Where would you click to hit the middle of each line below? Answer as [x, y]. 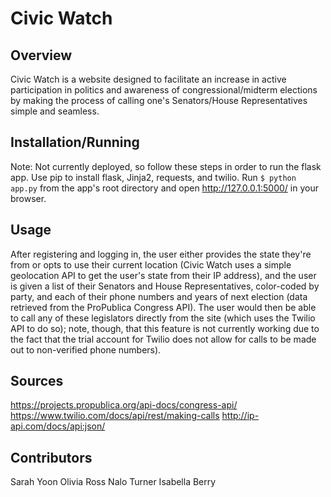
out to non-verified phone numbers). [86, 349]
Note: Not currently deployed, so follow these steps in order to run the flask [166, 166]
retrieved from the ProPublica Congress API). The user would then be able [163, 307]
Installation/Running [75, 142]
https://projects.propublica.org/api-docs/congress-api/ [124, 405]
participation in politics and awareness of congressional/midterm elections [164, 90]
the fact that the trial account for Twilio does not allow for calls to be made [163, 339]
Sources [37, 381]
